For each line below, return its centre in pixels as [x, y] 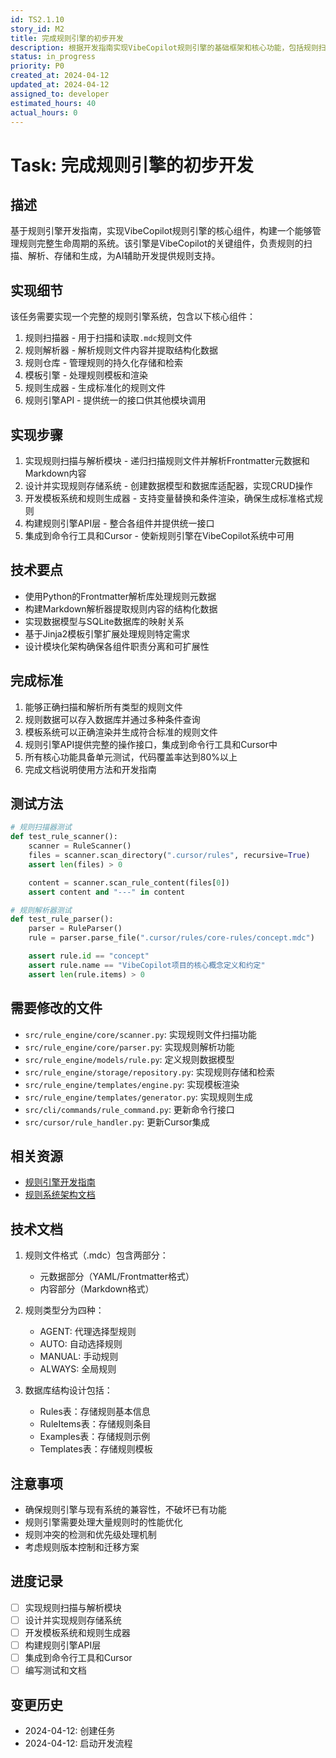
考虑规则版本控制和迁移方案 [82, 1547]
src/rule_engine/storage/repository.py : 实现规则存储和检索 [149, 1072]
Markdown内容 [55, 473]
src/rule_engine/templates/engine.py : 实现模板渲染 [132, 1084]
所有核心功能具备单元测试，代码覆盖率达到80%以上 [131, 757]
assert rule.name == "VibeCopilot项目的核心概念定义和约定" [147, 965]
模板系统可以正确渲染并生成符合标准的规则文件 [121, 732]
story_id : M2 [37, 29]
